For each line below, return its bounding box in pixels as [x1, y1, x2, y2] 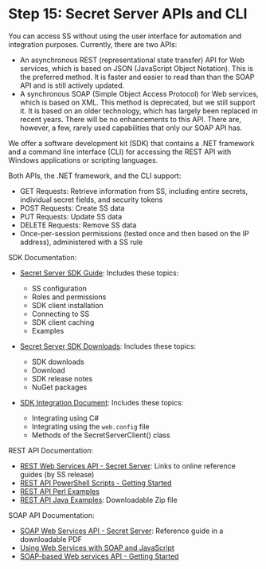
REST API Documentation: [8, 445, 94, 455]
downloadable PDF [19, 534, 82, 543]
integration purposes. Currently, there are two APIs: [8, 39, 178, 49]
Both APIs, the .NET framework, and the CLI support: [8, 171, 182, 180]
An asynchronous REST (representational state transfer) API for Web [19, 55, 245, 65]
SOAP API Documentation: [8, 510, 95, 520]
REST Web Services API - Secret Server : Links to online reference [19, 460, 237, 471]
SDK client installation [31, 300, 104, 310]
